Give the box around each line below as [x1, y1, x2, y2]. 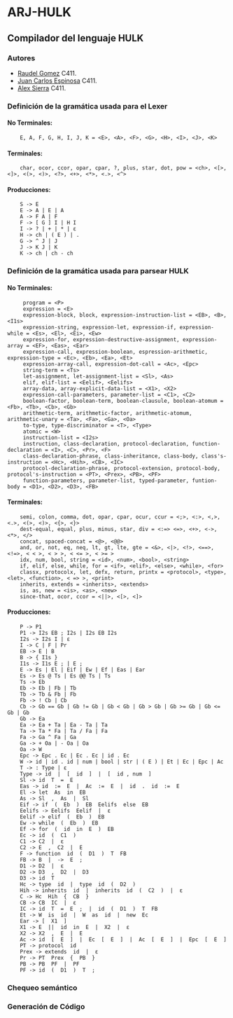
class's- [201, 453, 227, 460]
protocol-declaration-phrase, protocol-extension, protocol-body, [22, 465, 220, 472]
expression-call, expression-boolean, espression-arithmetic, [22, 348, 209, 355]
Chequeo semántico [7, 982, 78, 992]
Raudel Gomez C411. [17, 69, 77, 77]
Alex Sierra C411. [17, 83, 66, 92]
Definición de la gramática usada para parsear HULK [7, 266, 189, 276]
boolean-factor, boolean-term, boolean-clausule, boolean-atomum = [22, 397, 224, 404]
